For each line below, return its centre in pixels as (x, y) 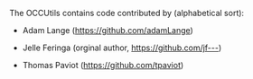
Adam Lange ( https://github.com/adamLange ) (108, 30)
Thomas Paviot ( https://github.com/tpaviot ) (103, 65)
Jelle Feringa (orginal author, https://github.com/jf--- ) (122, 48)
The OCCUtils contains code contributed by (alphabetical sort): (127, 13)
